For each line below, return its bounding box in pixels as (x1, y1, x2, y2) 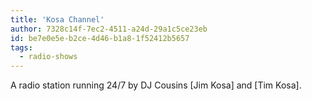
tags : (10, 42, 33, 53)
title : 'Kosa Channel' (10, 14, 105, 25)
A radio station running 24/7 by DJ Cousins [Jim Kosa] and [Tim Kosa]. (10, 79, 302, 91)
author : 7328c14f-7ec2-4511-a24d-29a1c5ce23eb (10, 24, 208, 34)
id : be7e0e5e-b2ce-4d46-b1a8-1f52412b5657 (10, 33, 190, 43)
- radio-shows (19, 52, 78, 62)
